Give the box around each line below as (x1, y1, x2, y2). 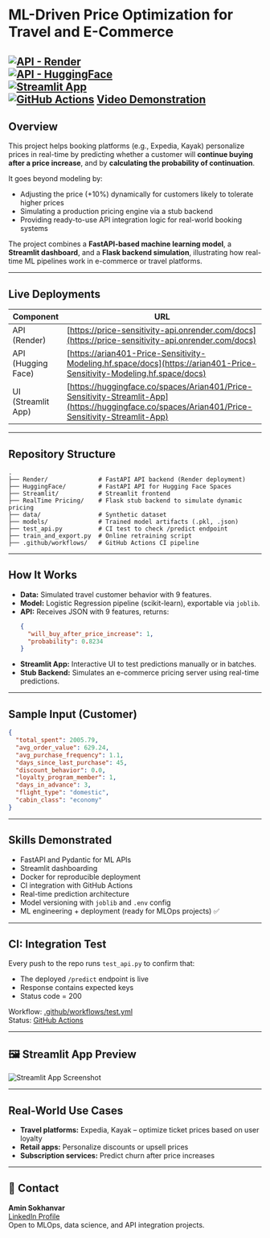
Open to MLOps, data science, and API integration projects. (8, 1219, 205, 1229)
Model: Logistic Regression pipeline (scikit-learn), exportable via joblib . (19, 598, 260, 608)
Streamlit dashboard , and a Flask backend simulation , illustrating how (8, 248, 244, 258)
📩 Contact (8, 1182, 59, 1195)
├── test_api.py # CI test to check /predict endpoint (8, 525, 228, 533)
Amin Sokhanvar (8, 1203, 66, 1212)
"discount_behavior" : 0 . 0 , (15, 766, 106, 774)
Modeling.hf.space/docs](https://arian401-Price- (67, 358, 257, 369)
